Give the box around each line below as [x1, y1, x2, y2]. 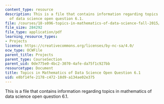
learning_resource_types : [5, 35, 58, 39]
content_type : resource [5, 7, 54, 12]
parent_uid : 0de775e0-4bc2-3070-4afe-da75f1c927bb [5, 61, 110, 66]
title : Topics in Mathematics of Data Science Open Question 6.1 [5, 70, 141, 75]
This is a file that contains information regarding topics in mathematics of [5, 88, 152, 94]
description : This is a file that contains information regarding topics [5, 12, 159, 17]
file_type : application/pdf [5, 30, 62, 35]
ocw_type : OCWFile [5, 48, 42, 52]
